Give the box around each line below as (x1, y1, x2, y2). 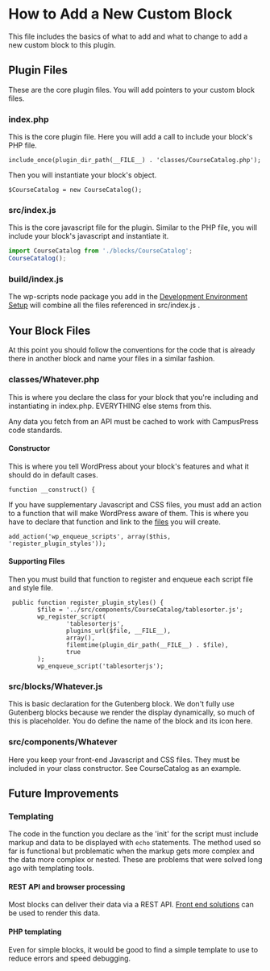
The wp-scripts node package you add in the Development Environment (8, 292, 248, 302)
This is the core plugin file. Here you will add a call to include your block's (8, 132, 253, 142)
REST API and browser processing (8, 881, 126, 891)
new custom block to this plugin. (8, 40, 117, 49)
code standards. (8, 425, 63, 435)
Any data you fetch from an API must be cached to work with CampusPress (8, 416, 260, 426)
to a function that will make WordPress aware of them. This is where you (8, 508, 249, 518)
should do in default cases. (8, 469, 98, 480)
